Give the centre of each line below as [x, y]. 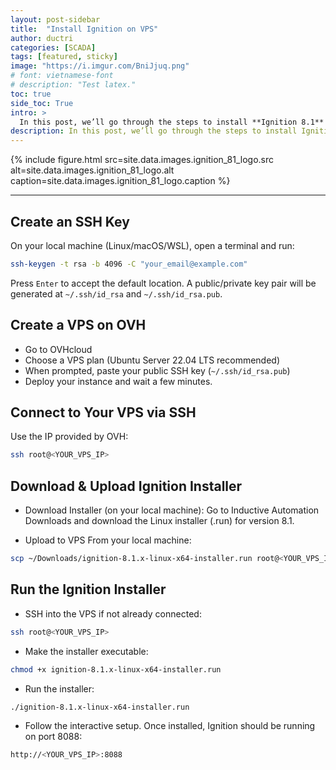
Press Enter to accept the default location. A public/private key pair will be [163, 283]
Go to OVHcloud [58, 349]
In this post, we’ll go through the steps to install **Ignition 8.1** [172, 122]
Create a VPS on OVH [78, 325]
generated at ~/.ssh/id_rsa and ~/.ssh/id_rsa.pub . [116, 293]
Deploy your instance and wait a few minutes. [118, 381]
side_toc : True [42, 103]
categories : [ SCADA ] [53, 47]
